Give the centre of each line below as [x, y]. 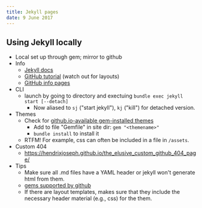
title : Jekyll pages [33, 12]
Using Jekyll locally [44, 42]
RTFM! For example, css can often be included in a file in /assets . [106, 140]
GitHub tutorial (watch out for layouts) [72, 76]
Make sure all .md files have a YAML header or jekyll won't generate [110, 173]
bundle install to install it [66, 134]
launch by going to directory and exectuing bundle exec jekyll [103, 96]
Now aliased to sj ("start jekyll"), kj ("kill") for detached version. [114, 108]
